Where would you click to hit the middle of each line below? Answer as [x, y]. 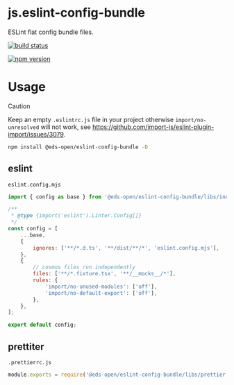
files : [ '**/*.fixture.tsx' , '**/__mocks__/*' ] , [105, 274]
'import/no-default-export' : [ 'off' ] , [101, 293]
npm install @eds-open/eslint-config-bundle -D [78, 147]
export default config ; [42, 325]
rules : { [45, 280]
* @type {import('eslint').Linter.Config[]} [76, 216]
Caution [19, 106]
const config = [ [33, 229]
